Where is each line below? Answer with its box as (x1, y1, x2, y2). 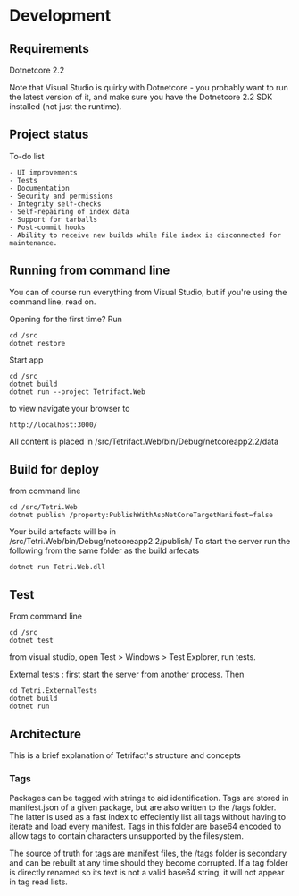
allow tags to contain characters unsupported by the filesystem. (9, 831, 244, 841)
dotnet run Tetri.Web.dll (9, 563, 105, 572)
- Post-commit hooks (9, 223, 87, 232)
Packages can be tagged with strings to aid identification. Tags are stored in (9, 793, 289, 804)
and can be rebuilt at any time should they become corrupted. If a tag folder (9, 858, 288, 868)
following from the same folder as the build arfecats (9, 545, 200, 556)
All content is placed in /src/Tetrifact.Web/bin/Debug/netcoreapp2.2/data (9, 436, 279, 447)
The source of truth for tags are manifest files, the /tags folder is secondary (9, 848, 287, 859)
